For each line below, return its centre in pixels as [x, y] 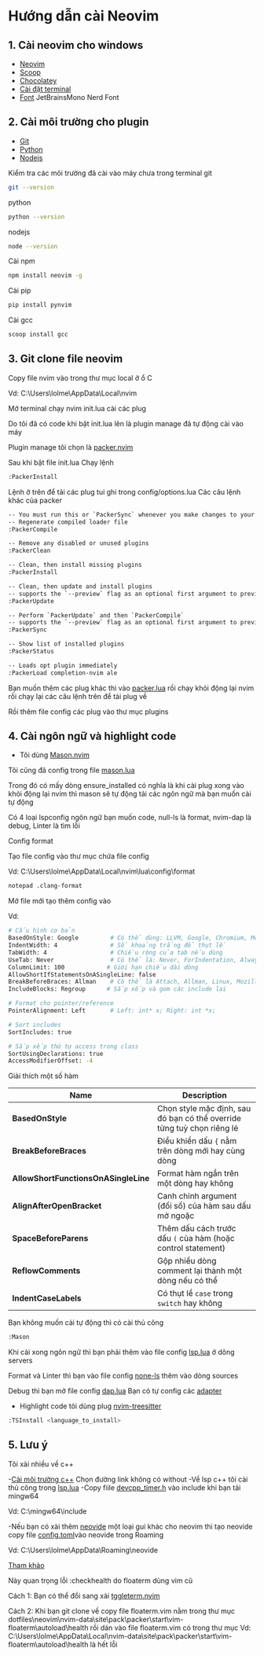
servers [20, 1360]
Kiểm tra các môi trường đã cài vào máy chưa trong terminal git [110, 173]
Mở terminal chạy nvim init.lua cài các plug [77, 408]
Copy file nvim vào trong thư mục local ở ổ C [81, 377]
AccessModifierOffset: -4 [50, 1061]
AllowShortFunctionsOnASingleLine [81, 1179]
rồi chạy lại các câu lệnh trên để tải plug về [78, 696]
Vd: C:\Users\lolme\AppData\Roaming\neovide [83, 1550]
